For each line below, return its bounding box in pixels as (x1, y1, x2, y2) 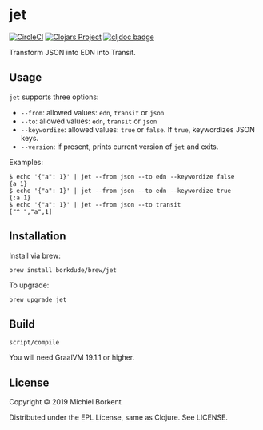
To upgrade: (9, 280, 50, 290)
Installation (9, 230, 66, 243)
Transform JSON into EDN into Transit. (9, 47, 136, 57)
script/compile (9, 339, 60, 347)
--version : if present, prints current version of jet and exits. (20, 142, 219, 151)
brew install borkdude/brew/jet (9, 266, 117, 274)
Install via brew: (9, 251, 61, 260)
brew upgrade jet (9, 295, 67, 303)
